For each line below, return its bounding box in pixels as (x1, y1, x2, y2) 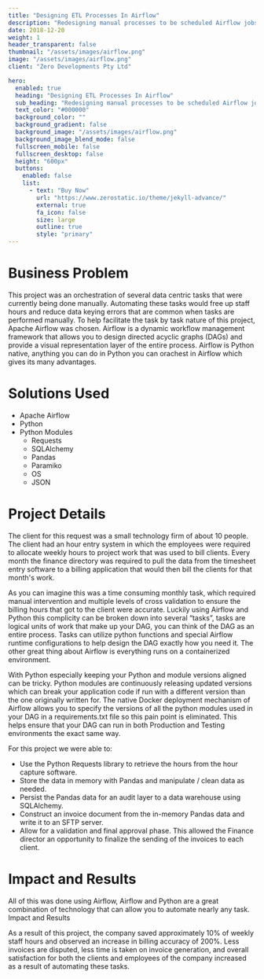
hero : (8, 76, 26, 85)
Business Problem (8, 264, 129, 282)
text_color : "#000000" (15, 106, 90, 114)
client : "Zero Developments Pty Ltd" (8, 63, 132, 71)
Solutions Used (8, 385, 110, 403)
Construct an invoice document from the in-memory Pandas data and (19, 809, 245, 819)
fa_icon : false (36, 208, 86, 216)
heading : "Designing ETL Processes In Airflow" (15, 91, 174, 99)
